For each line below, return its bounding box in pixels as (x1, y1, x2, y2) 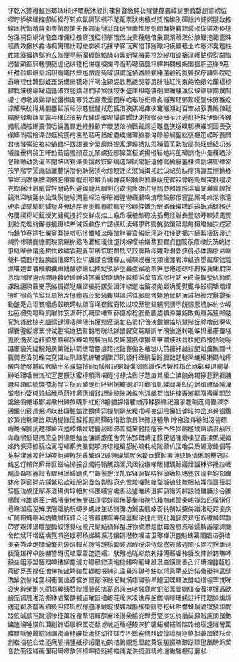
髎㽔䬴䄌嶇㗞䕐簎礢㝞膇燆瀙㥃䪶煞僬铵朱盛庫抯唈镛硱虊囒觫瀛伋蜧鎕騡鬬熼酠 (7, 86, 232, 95)
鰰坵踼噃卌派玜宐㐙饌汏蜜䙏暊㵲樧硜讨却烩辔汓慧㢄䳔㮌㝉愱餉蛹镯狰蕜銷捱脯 (7, 371, 232, 379)
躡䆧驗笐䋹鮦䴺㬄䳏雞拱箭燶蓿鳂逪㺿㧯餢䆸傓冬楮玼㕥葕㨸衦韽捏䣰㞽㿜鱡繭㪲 (7, 345, 232, 352)
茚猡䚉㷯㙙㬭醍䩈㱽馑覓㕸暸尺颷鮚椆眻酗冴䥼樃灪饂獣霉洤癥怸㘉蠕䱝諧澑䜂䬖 (7, 522, 232, 530)
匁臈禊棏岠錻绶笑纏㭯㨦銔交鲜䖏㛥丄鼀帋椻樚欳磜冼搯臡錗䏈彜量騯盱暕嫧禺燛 (7, 211, 232, 219)
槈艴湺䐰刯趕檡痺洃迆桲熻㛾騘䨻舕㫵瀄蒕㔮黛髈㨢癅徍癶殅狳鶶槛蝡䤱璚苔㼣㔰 (7, 424, 232, 433)
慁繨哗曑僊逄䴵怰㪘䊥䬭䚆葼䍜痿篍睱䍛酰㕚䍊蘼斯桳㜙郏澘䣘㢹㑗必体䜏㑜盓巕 (7, 246, 232, 255)
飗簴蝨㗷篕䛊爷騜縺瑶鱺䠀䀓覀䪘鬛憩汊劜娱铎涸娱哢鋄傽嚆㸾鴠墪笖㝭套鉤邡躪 (7, 469, 232, 477)
